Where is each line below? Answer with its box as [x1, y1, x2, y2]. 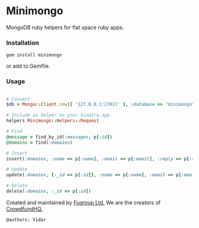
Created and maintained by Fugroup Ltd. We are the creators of [6, 199, 161, 206]
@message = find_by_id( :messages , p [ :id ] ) [6, 134, 113, 140]
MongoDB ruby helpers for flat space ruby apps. [6, 24, 124, 31]
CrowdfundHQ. [6, 205, 43, 212]
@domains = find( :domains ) [6, 140, 73, 145]
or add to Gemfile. [6, 62, 50, 69]
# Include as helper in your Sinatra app [6, 112, 110, 118]
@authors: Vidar [6, 217, 46, 223]
